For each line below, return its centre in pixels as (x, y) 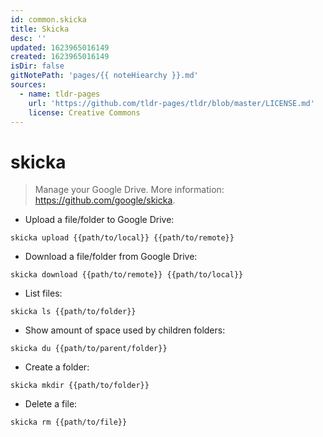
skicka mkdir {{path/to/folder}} (80, 386)
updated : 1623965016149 (60, 47)
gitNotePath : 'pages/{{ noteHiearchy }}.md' (104, 76)
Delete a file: (51, 404)
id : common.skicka (48, 19)
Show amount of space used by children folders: (125, 330)
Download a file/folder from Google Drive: (111, 257)
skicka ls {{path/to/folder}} (73, 312)
